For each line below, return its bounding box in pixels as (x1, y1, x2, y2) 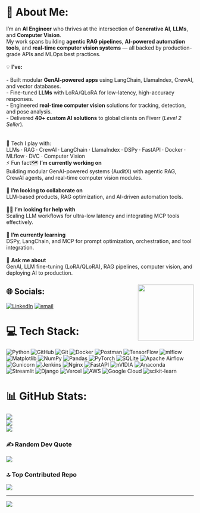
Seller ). (6, 121, 24, 128)
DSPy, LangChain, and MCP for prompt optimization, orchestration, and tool (6, 237, 192, 244)
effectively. (6, 218, 34, 226)
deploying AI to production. (6, 269, 73, 277)
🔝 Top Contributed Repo (6, 470, 77, 478)
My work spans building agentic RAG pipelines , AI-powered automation (6, 38, 186, 45)
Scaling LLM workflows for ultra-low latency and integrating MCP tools (6, 212, 180, 219)
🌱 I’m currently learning (6, 231, 66, 238)
